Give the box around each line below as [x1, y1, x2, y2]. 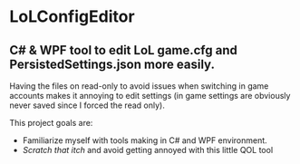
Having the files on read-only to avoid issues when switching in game [9, 81, 269, 92]
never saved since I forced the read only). [9, 100, 165, 111]
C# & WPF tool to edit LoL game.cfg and [9, 43, 238, 58]
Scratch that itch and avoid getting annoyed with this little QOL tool [22, 145, 274, 155]
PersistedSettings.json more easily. [9, 56, 216, 72]
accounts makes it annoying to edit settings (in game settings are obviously [9, 91, 291, 101]
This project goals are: [9, 118, 93, 128]
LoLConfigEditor [9, 6, 135, 27]
